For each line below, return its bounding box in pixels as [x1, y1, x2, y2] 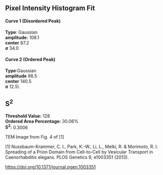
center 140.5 [5, 78, 31, 84]
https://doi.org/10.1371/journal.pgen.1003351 [5, 164, 96, 170]
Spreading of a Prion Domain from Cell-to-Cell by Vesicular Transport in [5, 149, 153, 155]
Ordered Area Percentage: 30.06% [5, 118, 79, 124]
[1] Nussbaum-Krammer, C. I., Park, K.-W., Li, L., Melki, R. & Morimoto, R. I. [5, 143, 158, 149]
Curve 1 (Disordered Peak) [5, 17, 61, 24]
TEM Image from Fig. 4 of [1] [5, 134, 64, 140]
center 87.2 [5, 39, 29, 45]
